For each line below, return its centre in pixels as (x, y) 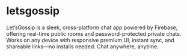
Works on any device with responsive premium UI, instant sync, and (90, 40)
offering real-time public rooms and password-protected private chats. (94, 33)
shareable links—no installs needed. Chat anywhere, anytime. (83, 46)
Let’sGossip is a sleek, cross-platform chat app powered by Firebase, (92, 27)
